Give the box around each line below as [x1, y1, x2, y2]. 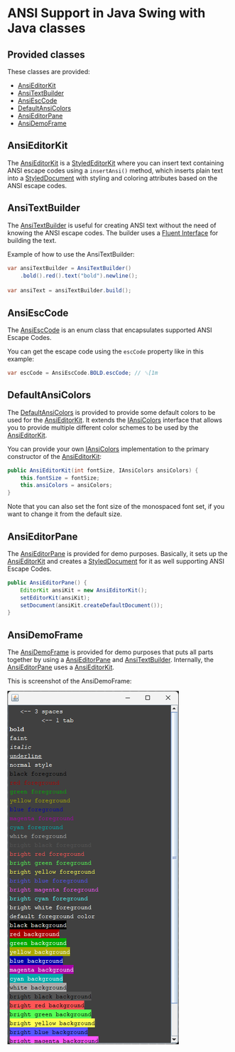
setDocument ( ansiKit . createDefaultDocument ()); [20, 602, 163, 609]
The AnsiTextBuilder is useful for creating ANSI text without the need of [7, 221, 217, 230]
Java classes [7, 20, 86, 36]
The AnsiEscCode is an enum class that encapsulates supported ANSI [7, 326, 212, 334]
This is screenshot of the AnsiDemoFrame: [7, 677, 132, 686]
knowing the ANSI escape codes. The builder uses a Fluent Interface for [7, 228, 219, 237]
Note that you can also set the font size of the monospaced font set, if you [7, 502, 225, 511]
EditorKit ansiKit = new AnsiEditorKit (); [20, 587, 148, 594]
